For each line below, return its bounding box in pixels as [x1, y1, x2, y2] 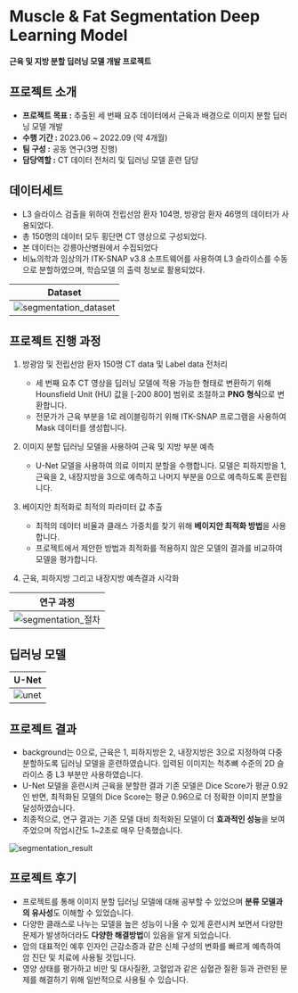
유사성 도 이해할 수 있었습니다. [30, 907, 134, 918]
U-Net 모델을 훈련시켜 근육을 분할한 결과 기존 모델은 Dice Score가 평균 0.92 [21, 781, 289, 790]
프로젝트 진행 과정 [9, 333, 101, 349]
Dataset [47, 285, 82, 298]
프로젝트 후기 [9, 871, 77, 886]
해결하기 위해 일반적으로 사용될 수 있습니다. [38, 974, 189, 985]
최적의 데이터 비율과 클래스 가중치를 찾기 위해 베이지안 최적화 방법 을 [35, 520, 270, 532]
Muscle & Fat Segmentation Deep [9, 6, 261, 27]
